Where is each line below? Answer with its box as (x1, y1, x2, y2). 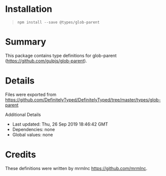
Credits (5, 149, 36, 160)
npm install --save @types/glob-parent (17, 20, 100, 25)
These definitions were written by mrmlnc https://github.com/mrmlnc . (5, 165, 148, 171)
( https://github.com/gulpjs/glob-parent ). (5, 58, 87, 64)
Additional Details (5, 111, 41, 117)
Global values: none (12, 132, 53, 137)
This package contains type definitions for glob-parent (5, 52, 117, 58)
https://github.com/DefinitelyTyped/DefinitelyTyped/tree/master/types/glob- (5, 96, 161, 102)
